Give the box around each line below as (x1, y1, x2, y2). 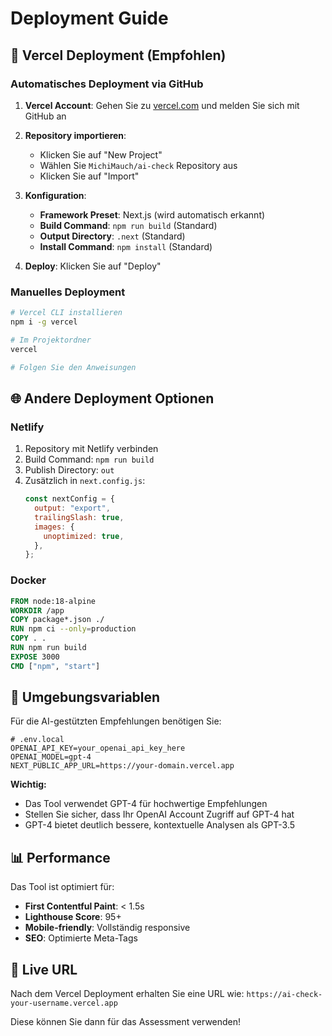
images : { (34, 522, 75, 532)
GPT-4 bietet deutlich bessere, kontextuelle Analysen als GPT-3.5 (24, 819, 296, 831)
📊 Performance (10, 849, 111, 866)
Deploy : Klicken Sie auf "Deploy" (24, 260, 162, 272)
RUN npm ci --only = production (10, 624, 137, 634)
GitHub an (24, 110, 67, 122)
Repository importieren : (24, 129, 127, 141)
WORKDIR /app (10, 605, 65, 616)
